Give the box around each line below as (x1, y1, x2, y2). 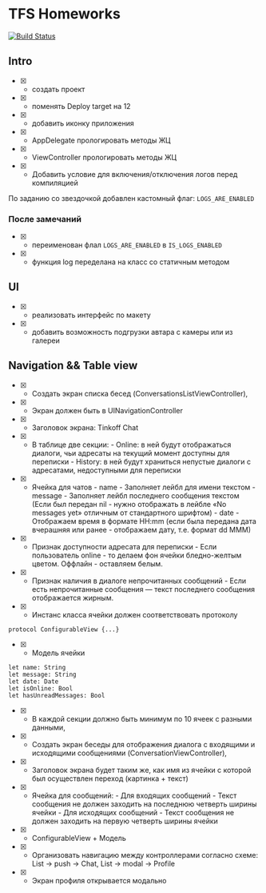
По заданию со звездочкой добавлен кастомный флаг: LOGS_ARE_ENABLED (8, 193, 255, 203)
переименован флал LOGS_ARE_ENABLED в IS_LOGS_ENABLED (31, 240, 222, 250)
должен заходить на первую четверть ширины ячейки (31, 816, 218, 826)
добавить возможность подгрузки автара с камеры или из (31, 327, 233, 336)
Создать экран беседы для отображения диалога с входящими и (31, 739, 256, 749)
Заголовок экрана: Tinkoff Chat (31, 422, 139, 432)
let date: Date (8, 678, 59, 686)
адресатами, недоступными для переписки (31, 465, 181, 475)
